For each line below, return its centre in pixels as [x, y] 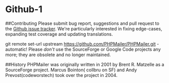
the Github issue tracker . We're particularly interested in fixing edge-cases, [84, 28]
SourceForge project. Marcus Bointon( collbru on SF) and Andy [71, 70]
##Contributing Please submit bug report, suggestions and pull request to [82, 23]
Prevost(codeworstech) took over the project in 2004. [61, 75]
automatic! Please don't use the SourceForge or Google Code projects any [83, 49]
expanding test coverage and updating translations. [59, 34]
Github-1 [24, 9]
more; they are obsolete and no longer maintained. [58, 55]
